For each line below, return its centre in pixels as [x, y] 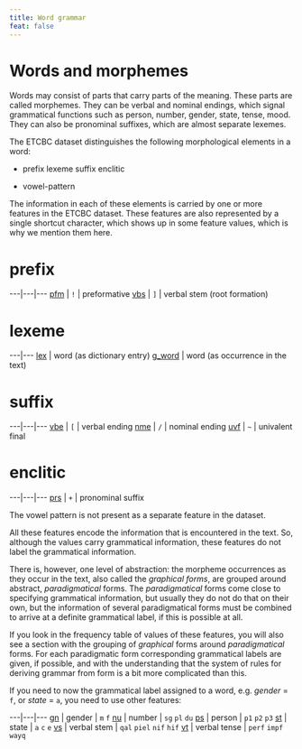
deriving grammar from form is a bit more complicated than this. [128, 673]
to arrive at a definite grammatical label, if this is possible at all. [126, 617]
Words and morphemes [99, 71]
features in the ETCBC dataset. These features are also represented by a [144, 214]
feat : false [32, 26]
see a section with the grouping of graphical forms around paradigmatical [147, 644]
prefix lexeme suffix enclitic [73, 169]
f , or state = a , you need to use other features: [96, 700]
